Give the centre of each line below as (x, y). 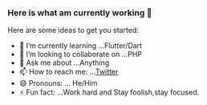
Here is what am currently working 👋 (80, 13)
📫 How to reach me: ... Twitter (69, 72)
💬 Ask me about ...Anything (64, 63)
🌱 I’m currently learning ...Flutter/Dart (80, 46)
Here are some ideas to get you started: (73, 30)
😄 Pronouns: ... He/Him (58, 83)
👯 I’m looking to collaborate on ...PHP (80, 55)
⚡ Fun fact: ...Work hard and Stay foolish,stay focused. (109, 92)
